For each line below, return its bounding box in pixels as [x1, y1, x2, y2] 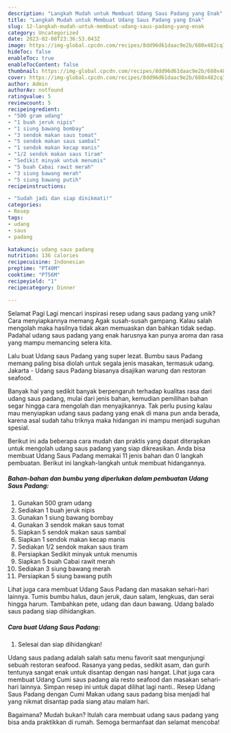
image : [8, 42, 27, 49]
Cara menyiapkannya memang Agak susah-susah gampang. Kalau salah [8, 316, 212, 325]
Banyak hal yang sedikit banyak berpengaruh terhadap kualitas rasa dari [8, 386, 212, 395]
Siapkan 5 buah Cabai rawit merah [17, 558, 115, 566]
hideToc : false [8, 49, 51, 56]
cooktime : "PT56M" [8, 272, 60, 278]
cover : [8, 74, 27, 81]
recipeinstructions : [8, 183, 67, 190]
